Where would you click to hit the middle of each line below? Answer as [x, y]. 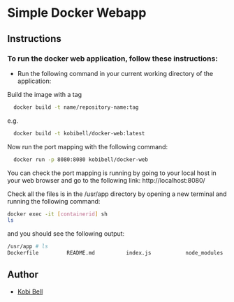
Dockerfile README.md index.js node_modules [115, 253]
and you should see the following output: [66, 234]
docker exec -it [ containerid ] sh [58, 214]
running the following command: [54, 201]
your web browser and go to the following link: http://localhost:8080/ [107, 180]
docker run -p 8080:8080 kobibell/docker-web [81, 159]
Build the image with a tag [45, 94]
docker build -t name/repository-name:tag [76, 107]
